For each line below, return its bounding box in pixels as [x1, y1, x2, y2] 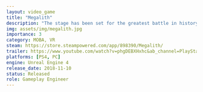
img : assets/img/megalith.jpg [6, 25, 83, 32]
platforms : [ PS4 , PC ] [6, 54, 61, 60]
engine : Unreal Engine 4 [6, 59, 69, 65]
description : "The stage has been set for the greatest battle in [6, 20, 177, 26]
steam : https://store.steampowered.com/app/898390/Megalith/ [6, 43, 164, 49]
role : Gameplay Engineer [6, 76, 69, 82]
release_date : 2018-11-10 [6, 65, 71, 71]
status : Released [6, 71, 50, 77]
